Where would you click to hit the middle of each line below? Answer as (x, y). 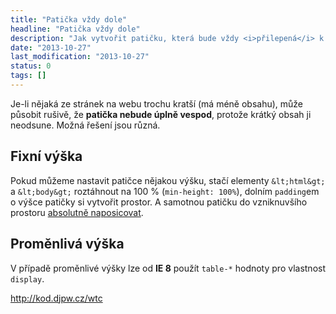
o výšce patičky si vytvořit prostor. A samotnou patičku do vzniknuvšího (159, 202)
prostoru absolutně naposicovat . (77, 212)
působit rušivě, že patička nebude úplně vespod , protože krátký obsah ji (161, 114)
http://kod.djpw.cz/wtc (56, 298)
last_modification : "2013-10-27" (80, 57)
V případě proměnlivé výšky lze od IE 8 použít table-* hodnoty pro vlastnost (168, 268)
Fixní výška (46, 156)
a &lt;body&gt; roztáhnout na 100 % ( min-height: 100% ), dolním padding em (165, 191)
